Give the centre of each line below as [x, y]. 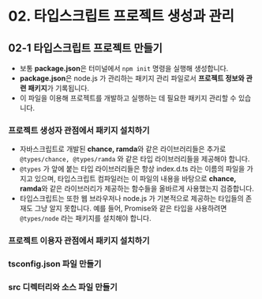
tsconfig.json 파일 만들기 [55, 264]
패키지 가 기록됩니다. [58, 88]
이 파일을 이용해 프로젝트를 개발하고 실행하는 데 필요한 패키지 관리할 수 [128, 98]
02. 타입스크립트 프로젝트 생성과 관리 [121, 16]
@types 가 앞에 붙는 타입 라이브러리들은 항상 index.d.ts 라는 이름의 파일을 [132, 169]
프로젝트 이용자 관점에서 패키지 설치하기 [79, 240]
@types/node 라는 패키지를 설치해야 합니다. [85, 218]
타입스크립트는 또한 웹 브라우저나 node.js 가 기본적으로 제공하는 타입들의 [132, 199]
